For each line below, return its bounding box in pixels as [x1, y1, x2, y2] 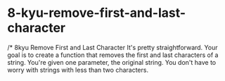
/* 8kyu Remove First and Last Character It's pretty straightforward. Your [7, 43, 218, 51]
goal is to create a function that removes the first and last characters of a [7, 51, 219, 59]
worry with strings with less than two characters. [7, 66, 149, 74]
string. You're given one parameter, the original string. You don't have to [7, 58, 217, 66]
